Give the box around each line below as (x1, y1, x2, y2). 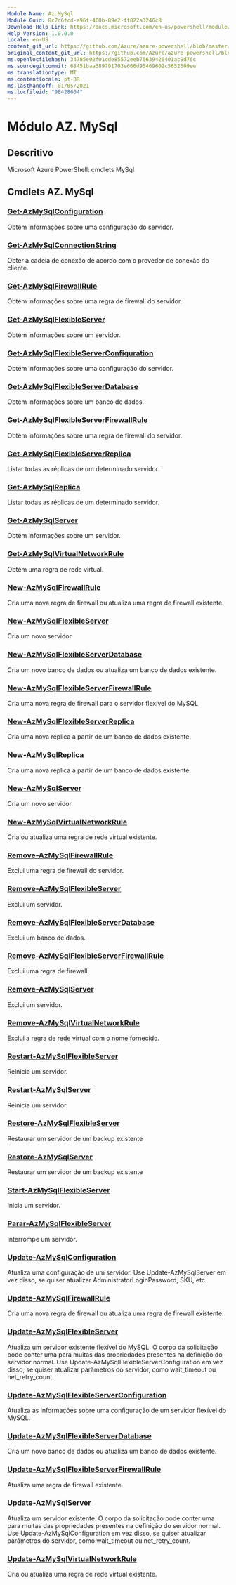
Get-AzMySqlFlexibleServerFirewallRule (7, 415, 148, 425)
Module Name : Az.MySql (7, 10, 74, 18)
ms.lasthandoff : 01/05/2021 (7, 82, 90, 89)
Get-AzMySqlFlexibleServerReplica (7, 449, 131, 459)
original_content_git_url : (7, 50, 86, 57)
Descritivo (7, 147, 54, 159)
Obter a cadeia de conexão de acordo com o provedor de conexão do (7, 256, 209, 265)
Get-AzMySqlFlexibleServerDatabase (7, 381, 139, 391)
